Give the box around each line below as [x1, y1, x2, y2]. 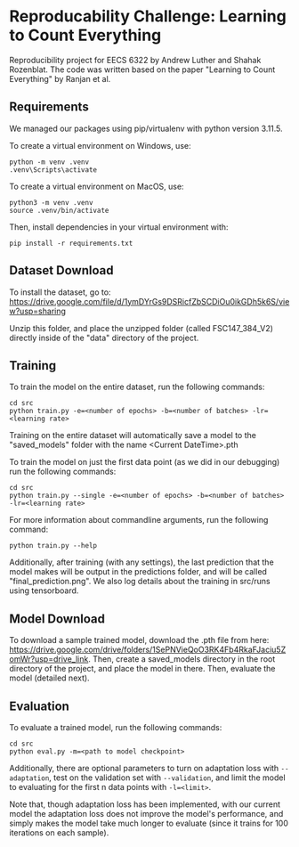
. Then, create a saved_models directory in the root [87, 654, 276, 664]
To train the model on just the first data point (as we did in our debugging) [9, 457, 280, 468]
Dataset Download [9, 263, 114, 278]
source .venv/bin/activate [9, 206, 109, 215]
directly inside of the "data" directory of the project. [9, 332, 199, 343]
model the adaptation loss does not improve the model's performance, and [9, 809, 284, 818]
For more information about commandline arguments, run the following [9, 515, 269, 525]
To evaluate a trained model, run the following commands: [9, 722, 222, 732]
